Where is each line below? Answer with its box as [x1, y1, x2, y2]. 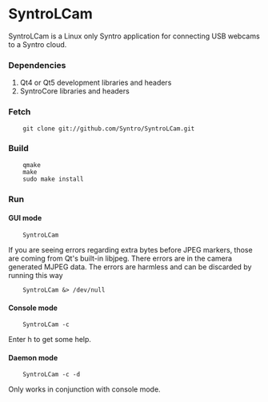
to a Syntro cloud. [8, 39, 67, 49]
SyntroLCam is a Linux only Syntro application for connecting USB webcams [8, 31, 260, 41]
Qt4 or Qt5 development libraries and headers [19, 78, 172, 88]
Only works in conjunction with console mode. [8, 384, 162, 394]
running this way [8, 270, 63, 280]
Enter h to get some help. [8, 335, 92, 344]
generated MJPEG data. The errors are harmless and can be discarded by [8, 261, 252, 272]
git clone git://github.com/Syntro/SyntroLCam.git [22, 125, 195, 133]
